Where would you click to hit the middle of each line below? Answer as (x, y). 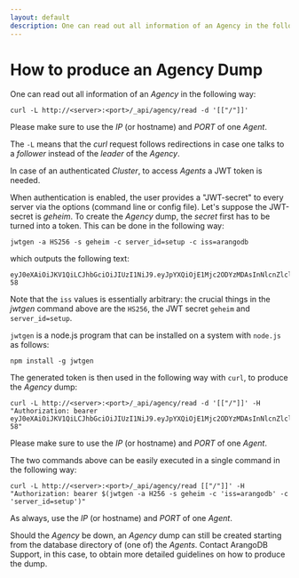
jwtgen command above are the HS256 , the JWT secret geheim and (130, 309)
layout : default (40, 17)
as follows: (30, 345)
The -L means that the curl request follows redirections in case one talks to (147, 144)
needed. (25, 181)
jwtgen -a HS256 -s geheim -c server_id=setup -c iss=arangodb (130, 242)
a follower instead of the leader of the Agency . (95, 154)
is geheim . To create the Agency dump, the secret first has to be (153, 217)
